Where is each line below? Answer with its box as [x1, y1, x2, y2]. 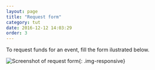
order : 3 [6, 30, 28, 36]
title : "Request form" [6, 14, 62, 20]
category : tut [6, 19, 41, 25]
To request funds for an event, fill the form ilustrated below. [6, 46, 150, 53]
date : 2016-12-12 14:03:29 [6, 24, 72, 31]
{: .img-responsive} [78, 58, 126, 65]
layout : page [6, 8, 38, 15]
